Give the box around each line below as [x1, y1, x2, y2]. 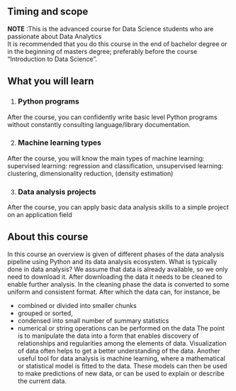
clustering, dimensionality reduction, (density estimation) [7, 169, 174, 177]
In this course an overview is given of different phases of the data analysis [7, 250, 225, 258]
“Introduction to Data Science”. [7, 55, 98, 63]
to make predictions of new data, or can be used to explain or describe [17, 369, 225, 378]
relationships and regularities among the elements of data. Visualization [17, 338, 227, 347]
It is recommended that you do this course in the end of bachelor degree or [7, 39, 227, 48]
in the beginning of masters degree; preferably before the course [7, 47, 198, 55]
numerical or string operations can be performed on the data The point [17, 324, 225, 332]
